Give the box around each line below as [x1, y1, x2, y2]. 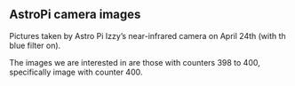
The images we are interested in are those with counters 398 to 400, [9, 57, 260, 67]
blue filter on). [9, 40, 61, 51]
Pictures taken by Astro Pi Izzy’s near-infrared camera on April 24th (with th [9, 30, 286, 41]
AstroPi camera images [9, 7, 141, 22]
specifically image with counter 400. [9, 66, 143, 77]
